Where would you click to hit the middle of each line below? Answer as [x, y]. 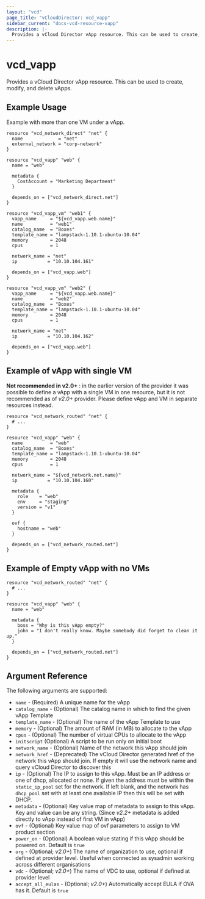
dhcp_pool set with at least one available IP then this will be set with [99, 793]
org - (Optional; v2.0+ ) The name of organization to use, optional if [99, 851]
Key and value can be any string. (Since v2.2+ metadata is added [97, 813]
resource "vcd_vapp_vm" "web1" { [49, 213]
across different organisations [53, 865]
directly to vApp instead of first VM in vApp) [70, 819]
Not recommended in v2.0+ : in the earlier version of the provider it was [98, 386]
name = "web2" [42, 299]
